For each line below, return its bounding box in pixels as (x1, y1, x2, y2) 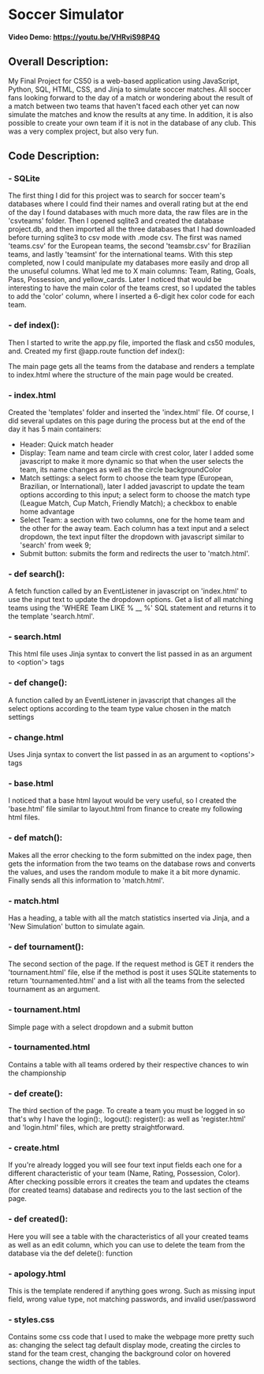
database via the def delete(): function (8, 1248, 133, 1258)
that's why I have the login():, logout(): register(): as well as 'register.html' (8, 1114, 247, 1124)
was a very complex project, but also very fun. (8, 126, 159, 136)
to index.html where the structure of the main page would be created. (8, 370, 234, 379)
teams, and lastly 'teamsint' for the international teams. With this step (8, 250, 233, 259)
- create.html (8, 1142, 60, 1154)
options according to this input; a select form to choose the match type (19, 490, 251, 499)
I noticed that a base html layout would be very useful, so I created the (8, 796, 237, 805)
